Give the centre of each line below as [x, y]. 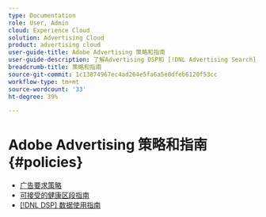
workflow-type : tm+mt [44, 82]
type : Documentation [42, 15]
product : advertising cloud [55, 45]
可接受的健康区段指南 [54, 196]
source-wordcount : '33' [47, 89]
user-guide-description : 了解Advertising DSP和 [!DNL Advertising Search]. [134, 60]
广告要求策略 [40, 185]
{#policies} [46, 162]
